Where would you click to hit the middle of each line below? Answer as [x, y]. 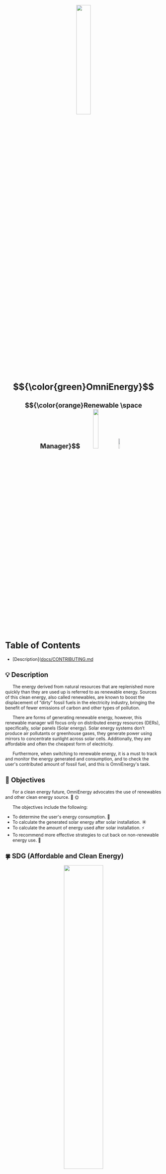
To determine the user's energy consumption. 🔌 [61, 817]
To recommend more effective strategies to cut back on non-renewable [85, 835]
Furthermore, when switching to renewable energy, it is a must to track [85, 754]
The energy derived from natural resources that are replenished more [83, 687]
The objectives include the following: [50, 807]
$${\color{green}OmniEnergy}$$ [83, 387]
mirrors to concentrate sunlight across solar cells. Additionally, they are [78, 739]
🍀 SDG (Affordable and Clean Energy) [64, 856]
